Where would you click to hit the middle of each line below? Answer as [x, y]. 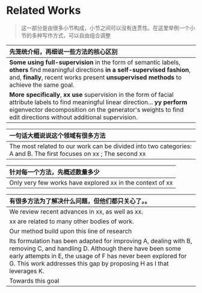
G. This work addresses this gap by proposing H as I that [89, 264]
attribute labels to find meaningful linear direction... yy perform [98, 102]
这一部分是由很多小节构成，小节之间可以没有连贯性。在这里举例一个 [105, 28]
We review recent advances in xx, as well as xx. [76, 211]
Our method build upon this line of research [71, 231]
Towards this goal [34, 280]
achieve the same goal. [42, 85]
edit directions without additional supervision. [74, 117]
